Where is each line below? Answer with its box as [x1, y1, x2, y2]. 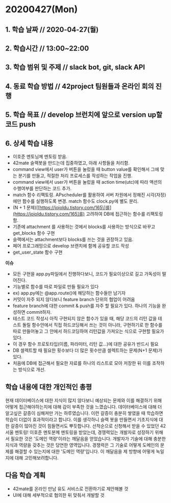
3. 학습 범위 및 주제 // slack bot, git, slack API [5, 63, 145, 72]
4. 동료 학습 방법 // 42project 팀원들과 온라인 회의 [5, 82, 154, 90]
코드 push [5, 120, 36, 129]
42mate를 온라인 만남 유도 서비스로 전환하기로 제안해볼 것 [12, 486, 129, 492]
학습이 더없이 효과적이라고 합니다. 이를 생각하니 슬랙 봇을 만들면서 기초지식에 [5, 416, 158, 422]
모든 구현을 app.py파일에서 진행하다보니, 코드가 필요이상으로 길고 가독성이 [12, 270, 161, 276]
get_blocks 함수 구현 [12, 230, 55, 236]
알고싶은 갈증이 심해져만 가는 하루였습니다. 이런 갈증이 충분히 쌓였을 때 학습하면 [5, 410, 163, 416]
